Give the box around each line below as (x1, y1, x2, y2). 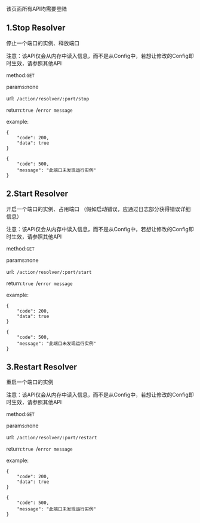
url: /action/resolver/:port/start (6, 268, 92, 275)
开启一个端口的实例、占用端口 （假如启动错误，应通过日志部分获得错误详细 (6, 205, 191, 212)
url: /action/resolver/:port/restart (6, 434, 97, 441)
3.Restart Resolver (6, 362, 78, 372)
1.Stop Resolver (6, 23, 66, 33)
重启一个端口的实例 (6, 378, 54, 386)
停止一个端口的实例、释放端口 (6, 39, 79, 47)
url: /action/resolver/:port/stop (6, 94, 90, 102)
